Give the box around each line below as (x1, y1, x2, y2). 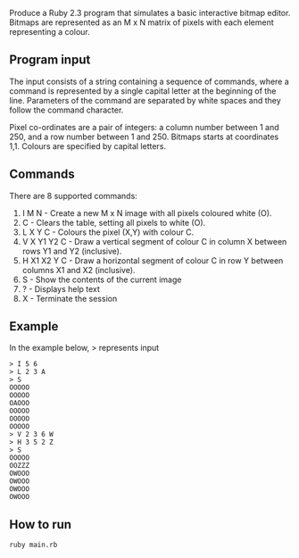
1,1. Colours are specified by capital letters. (9, 140, 167, 151)
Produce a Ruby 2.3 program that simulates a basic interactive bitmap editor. (9, 8, 291, 18)
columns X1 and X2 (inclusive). (21, 264, 136, 275)
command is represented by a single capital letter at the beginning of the (9, 85, 277, 96)
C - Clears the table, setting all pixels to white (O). (21, 217, 206, 228)
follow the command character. (9, 104, 124, 115)
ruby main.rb (9, 540, 58, 550)
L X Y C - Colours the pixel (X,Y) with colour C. (21, 227, 195, 237)
